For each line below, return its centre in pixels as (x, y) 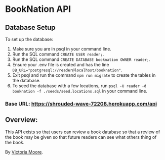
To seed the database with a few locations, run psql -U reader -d (79, 86)
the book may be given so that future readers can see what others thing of (81, 137)
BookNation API (38, 9)
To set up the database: (29, 39)
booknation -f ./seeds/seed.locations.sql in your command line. (80, 91)
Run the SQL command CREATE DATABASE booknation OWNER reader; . (81, 59)
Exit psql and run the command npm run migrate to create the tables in (84, 75)
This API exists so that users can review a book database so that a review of (83, 132)
